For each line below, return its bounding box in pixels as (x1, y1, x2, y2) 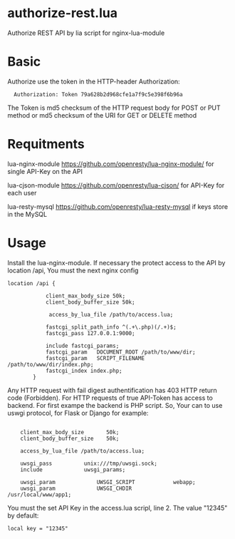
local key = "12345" (7, 525, 69, 532)
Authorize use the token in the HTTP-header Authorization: (7, 77, 180, 86)
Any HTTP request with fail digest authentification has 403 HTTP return (7, 386, 217, 394)
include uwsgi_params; (20, 466, 126, 473)
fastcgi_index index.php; (45, 367, 122, 374)
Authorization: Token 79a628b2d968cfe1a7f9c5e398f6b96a (14, 91, 183, 98)
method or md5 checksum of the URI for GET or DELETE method (7, 111, 197, 119)
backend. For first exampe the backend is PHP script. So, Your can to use (7, 401, 223, 409)
